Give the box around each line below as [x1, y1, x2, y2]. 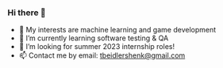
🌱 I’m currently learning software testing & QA [18, 33, 169, 43]
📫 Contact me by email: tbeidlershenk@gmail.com [18, 51, 186, 60]
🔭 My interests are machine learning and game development [18, 25, 217, 35]
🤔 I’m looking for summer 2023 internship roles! [18, 42, 175, 51]
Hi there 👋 [7, 7, 47, 18]
